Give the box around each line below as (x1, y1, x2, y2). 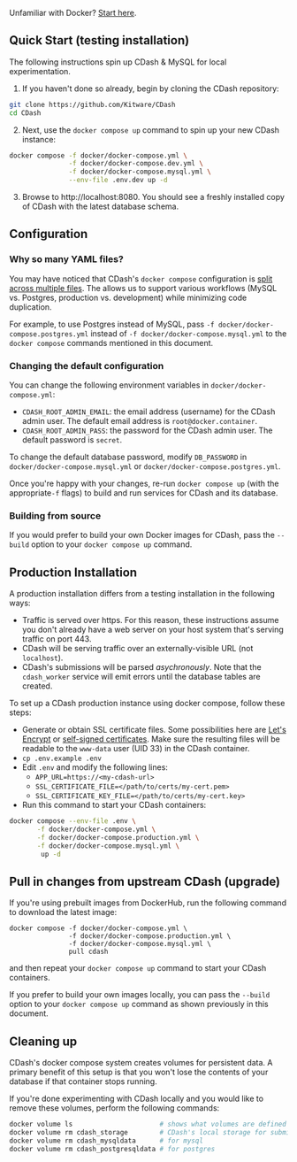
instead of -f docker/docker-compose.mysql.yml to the (90, 327, 287, 339)
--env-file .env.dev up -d (68, 176, 168, 185)
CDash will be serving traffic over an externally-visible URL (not (21, 643, 254, 654)
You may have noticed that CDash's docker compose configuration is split (9, 273, 273, 284)
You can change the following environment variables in (9, 380, 209, 390)
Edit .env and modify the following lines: (21, 762, 168, 773)
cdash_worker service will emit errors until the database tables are (21, 672, 261, 682)
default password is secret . (21, 435, 122, 445)
